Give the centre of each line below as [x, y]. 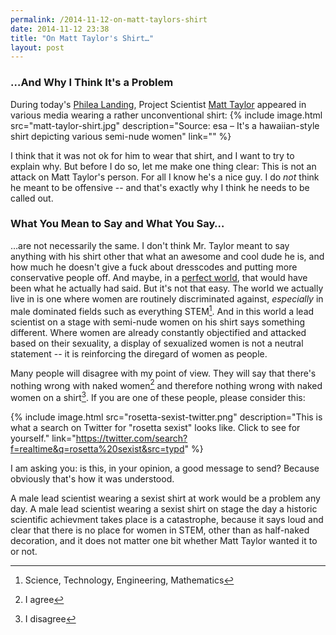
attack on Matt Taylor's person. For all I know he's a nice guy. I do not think [165, 177]
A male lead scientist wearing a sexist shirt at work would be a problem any [165, 498]
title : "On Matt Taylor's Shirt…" [82, 38]
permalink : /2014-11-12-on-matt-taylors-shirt [109, 19]
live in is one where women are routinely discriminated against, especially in [167, 298]
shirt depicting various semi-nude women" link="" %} [121, 136]
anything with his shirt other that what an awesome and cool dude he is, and [167, 256]
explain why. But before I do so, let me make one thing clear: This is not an [163, 166]
